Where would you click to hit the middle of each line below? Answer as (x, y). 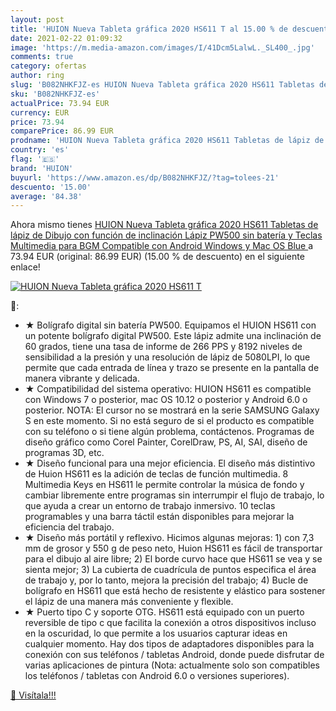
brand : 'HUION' (42, 168)
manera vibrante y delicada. (82, 378)
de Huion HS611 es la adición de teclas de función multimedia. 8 (156, 474)
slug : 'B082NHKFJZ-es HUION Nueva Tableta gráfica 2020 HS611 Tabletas (162, 85)
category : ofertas (48, 66)
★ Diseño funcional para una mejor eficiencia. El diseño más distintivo (170, 463)
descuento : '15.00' (51, 187)
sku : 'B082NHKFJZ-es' (55, 94)
